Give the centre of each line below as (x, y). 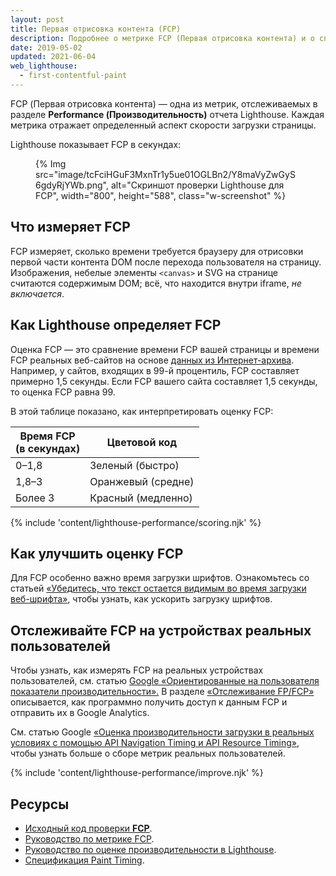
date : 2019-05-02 (46, 47)
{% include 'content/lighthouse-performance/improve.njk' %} (137, 773)
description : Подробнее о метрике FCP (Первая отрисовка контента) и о (162, 38)
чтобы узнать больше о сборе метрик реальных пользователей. (148, 753)
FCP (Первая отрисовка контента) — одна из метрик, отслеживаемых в (164, 103)
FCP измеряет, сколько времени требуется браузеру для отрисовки (157, 251)
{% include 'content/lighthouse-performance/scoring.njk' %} (136, 522)
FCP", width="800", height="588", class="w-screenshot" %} (161, 195)
